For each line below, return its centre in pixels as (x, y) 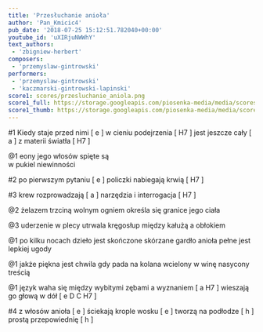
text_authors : (31, 45)
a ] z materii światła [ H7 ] (49, 141)
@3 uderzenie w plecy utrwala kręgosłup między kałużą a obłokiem (117, 225)
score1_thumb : (31, 111)
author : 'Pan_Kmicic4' (45, 23)
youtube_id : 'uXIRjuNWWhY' (52, 37)
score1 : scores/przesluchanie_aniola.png (77, 96)
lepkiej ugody (30, 249)
